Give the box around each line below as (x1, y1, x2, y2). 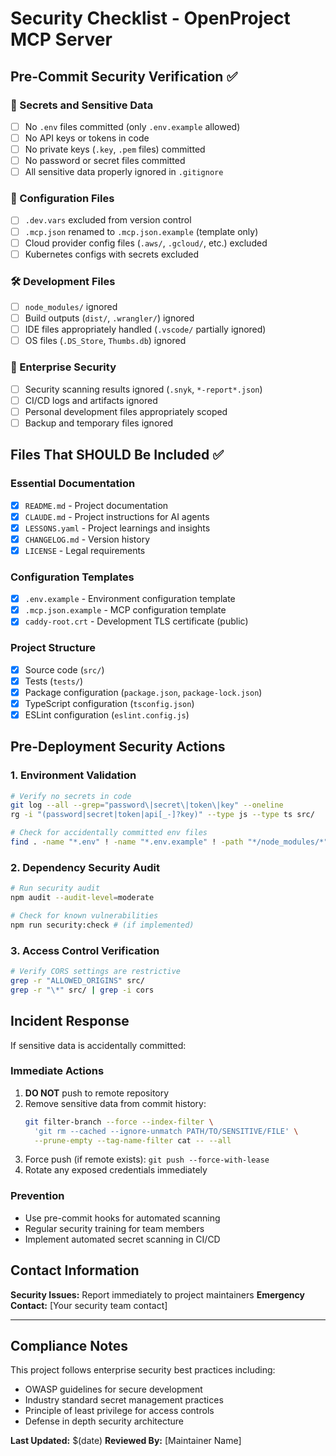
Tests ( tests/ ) (24, 675, 84, 687)
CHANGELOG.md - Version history (24, 533, 151, 545)
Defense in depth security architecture (24, 1415, 184, 1427)
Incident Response (10, 1013, 130, 1030)
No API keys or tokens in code (24, 132, 150, 144)
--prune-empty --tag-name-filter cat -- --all (34, 1135, 232, 1146)
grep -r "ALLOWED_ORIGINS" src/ (10, 975, 145, 986)
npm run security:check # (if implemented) (10, 920, 195, 930)
